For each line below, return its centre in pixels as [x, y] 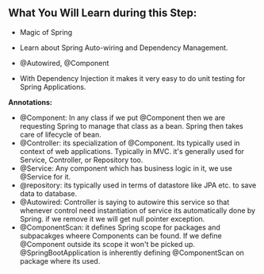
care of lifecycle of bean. [60, 134]
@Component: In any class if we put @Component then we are [122, 118]
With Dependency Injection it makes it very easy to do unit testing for [132, 78]
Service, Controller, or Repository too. [81, 160]
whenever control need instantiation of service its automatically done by [138, 210]
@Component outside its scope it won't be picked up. [107, 244]
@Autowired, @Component [64, 63]
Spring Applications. [53, 87]
